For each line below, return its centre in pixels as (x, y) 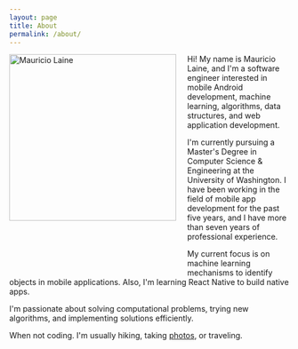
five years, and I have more (237, 218)
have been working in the (234, 190)
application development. (234, 125)
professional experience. (233, 237)
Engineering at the (221, 171)
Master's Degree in (222, 152)
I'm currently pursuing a (231, 142)
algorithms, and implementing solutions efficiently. (101, 318)
